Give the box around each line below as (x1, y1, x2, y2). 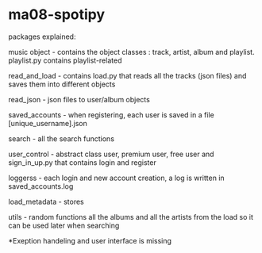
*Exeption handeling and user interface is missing (8, 236, 172, 245)
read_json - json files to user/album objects (8, 94, 151, 104)
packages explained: (8, 32, 76, 41)
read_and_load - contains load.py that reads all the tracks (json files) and (8, 71, 247, 80)
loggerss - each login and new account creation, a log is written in (8, 173, 225, 182)
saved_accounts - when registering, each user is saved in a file (8, 109, 214, 120)
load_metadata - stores (8, 197, 85, 206)
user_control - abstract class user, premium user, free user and (8, 149, 214, 159)
